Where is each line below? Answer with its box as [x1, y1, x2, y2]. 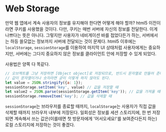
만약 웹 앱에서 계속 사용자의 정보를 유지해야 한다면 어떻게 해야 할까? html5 [5, 20, 148, 26]
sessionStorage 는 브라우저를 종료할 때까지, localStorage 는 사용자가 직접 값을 [5, 103, 157, 109]
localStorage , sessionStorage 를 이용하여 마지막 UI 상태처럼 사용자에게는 [5, 44, 147, 50]
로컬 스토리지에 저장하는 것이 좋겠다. [5, 122, 75, 128]
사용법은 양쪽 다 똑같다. [5, 61, 50, 67]
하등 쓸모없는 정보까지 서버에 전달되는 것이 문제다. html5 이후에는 [10, 38, 137, 44]
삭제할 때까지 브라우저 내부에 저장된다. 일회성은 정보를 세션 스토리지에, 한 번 [5, 109, 152, 116]
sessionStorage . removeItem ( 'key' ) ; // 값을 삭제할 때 [5, 94, 112, 99]
